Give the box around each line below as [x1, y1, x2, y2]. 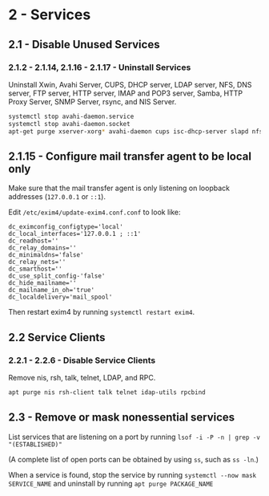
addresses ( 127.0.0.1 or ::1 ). [8, 192, 106, 201]
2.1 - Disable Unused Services [8, 38, 160, 51]
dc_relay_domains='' [8, 244, 78, 252]
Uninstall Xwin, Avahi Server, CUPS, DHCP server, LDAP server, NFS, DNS [8, 79, 252, 89]
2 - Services [8, 6, 91, 24]
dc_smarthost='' [8, 265, 62, 274]
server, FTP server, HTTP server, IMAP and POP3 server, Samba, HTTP [8, 88, 243, 98]
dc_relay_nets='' [8, 258, 66, 266]
